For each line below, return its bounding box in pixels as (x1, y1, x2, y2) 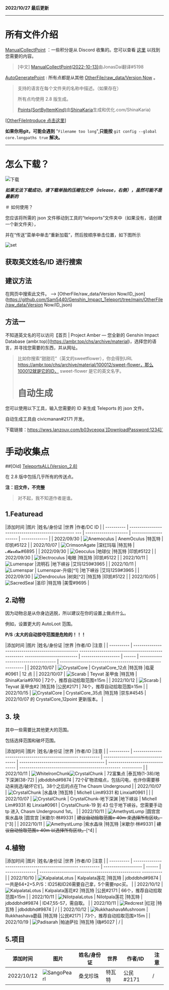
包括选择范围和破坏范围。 (5, 737, 58, 743)
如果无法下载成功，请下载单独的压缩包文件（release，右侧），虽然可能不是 (5, 187, 162, 193)
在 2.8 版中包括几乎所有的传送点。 (5, 474, 76, 480)
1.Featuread (5, 510, 43, 518)
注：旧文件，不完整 (5, 484, 45, 490)
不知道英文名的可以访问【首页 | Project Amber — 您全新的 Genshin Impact (5, 332, 159, 338)
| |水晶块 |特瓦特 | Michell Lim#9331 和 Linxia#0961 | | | (5, 789, 153, 796)
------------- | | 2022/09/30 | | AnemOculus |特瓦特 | (21, 536, 163, 542)
